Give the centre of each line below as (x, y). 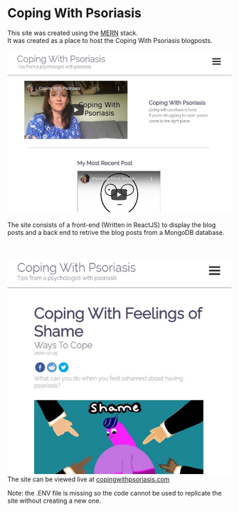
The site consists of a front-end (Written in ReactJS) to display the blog (112, 225)
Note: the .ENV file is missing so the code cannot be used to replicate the (115, 493)
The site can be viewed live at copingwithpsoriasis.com (89, 479)
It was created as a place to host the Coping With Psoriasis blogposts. (110, 40)
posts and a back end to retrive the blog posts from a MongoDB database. (116, 233)
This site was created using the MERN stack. (73, 33)
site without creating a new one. (54, 501)
